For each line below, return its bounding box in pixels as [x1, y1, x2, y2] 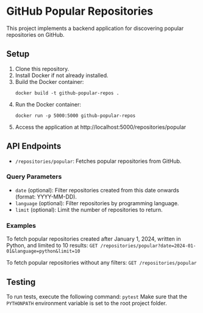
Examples [6, 221, 37, 230]
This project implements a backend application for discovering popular [6, 25, 184, 32]
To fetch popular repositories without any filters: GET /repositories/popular [6, 259, 197, 266]
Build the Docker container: [15, 78, 84, 85]
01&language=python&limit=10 [6, 248, 80, 255]
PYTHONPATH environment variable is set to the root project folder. [6, 299, 167, 307]
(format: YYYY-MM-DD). [15, 193, 77, 200]
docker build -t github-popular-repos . [15, 90, 119, 96]
